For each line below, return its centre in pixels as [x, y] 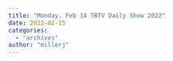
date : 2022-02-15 [37, 23]
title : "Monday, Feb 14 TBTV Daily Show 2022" [87, 15]
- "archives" [37, 38]
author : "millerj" [39, 45]
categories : [28, 30]
